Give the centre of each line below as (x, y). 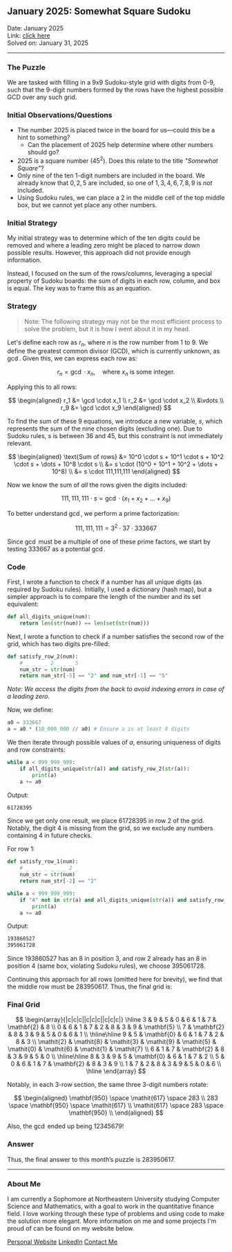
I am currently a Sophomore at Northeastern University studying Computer (113, 1199)
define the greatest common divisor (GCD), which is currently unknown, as (114, 351)
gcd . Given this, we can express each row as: (72, 358)
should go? (43, 153)
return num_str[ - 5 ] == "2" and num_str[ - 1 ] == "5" (94, 676)
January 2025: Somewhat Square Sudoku (99, 11)
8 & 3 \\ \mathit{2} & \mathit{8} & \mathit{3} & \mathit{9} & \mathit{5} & (116, 1042)
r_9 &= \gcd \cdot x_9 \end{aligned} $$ (116, 408)
